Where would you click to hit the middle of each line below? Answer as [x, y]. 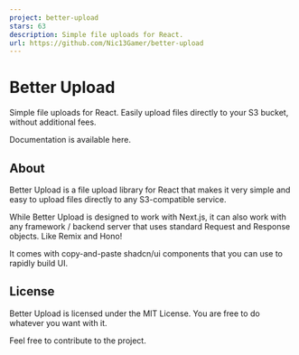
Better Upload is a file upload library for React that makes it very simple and [150, 190]
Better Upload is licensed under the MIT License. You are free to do [135, 313]
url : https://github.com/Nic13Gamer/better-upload [107, 43]
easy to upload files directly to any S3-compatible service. [118, 199]
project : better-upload [54, 18]
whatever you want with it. [58, 322]
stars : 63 [28, 26]
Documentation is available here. [70, 140]
